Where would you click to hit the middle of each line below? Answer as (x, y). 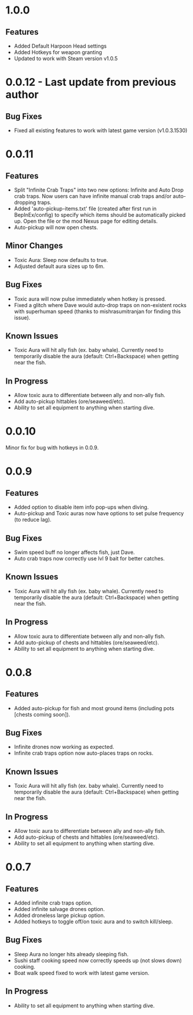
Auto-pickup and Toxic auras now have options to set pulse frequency (99, 513)
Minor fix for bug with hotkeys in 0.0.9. (52, 448)
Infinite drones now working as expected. (64, 747)
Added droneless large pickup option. (60, 915)
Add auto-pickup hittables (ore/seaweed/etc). (69, 401)
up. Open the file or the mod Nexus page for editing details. (86, 221)
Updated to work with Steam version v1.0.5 (66, 58)
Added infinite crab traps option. (53, 903)
